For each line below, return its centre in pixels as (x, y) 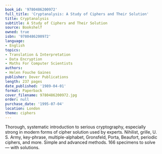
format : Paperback (24, 91)
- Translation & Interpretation (38, 54)
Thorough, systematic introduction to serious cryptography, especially (75, 127)
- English (15, 46)
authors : (14, 68)
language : (15, 41)
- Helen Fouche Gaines (28, 73)
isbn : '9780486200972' (28, 37)
